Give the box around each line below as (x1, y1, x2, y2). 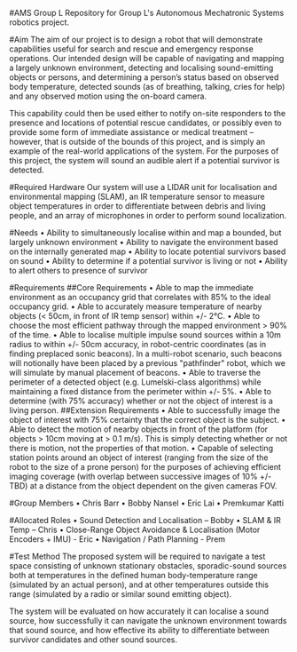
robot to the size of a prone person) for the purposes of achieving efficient (9, 462, 282, 472)
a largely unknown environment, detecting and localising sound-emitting (9, 62, 274, 73)
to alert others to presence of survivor (9, 266, 148, 275)
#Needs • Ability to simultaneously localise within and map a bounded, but (9, 227, 282, 238)
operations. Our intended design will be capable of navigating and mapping (9, 53, 285, 63)
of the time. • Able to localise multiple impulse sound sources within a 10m (9, 330, 282, 340)
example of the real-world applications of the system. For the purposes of (9, 146, 279, 156)
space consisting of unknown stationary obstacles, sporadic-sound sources (9, 561, 287, 571)
